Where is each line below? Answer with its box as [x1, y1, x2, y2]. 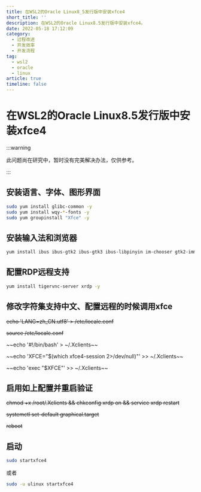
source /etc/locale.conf [6, 329, 64, 336]
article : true [6, 76, 42, 82]
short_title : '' [6, 14, 47, 20]
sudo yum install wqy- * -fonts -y [6, 209, 90, 215]
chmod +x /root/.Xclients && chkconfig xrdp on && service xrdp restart [6, 399, 180, 406]
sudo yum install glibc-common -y [6, 203, 93, 210]
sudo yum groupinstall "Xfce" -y [6, 215, 90, 221]
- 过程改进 [11, 37, 35, 43]
